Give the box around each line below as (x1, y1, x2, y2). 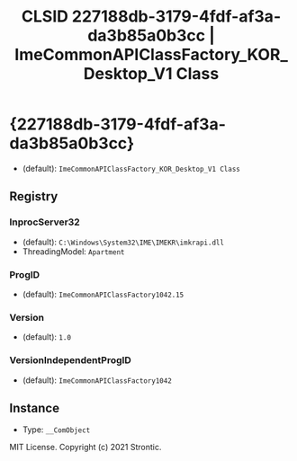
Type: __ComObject (22, 424, 91, 435)
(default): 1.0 (22, 332, 72, 342)
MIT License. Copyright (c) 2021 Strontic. (9, 442, 162, 453)
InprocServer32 (9, 216, 81, 228)
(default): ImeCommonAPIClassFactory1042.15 (22, 288, 184, 299)
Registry (9, 189, 58, 204)
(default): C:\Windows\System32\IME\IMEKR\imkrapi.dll (22, 236, 225, 247)
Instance (9, 400, 60, 415)
